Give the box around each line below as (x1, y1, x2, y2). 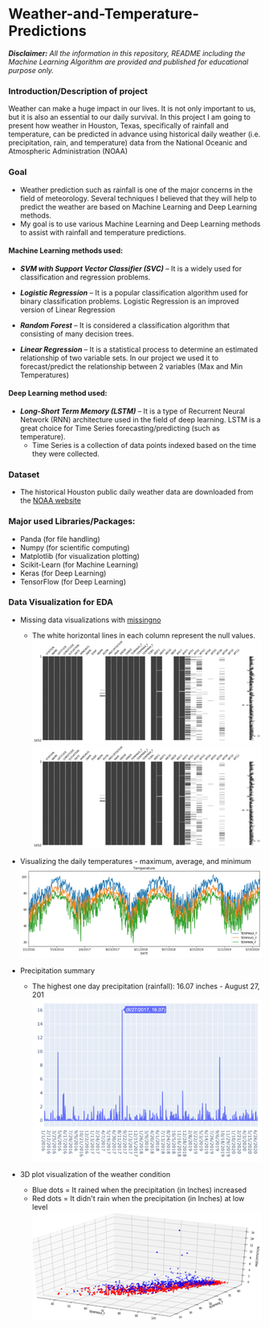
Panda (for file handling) (19, 534, 100, 544)
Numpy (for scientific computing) (19, 543, 130, 552)
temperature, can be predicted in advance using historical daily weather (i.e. (8, 129, 261, 139)
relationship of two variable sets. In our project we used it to (19, 352, 219, 362)
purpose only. (8, 65, 55, 75)
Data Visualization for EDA (8, 597, 114, 608)
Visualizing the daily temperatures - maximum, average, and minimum (19, 857, 251, 866)
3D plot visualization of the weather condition (19, 1169, 171, 1179)
